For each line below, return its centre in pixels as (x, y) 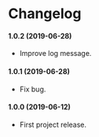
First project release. (53, 124)
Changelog (45, 14)
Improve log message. (55, 54)
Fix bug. (33, 89)
